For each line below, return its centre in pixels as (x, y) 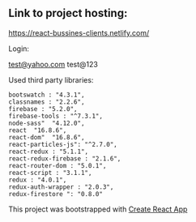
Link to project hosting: (68, 13)
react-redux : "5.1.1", (49, 152)
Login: (19, 49)
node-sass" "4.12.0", (47, 123)
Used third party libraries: (51, 79)
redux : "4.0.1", (38, 180)
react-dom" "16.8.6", (47, 137)
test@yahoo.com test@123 (53, 64)
